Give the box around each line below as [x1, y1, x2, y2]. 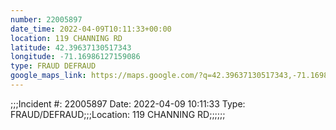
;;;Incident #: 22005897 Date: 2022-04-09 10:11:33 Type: [10, 97, 246, 110]
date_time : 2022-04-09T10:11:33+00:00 [10, 24, 172, 34]
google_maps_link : [10, 71, 87, 81]
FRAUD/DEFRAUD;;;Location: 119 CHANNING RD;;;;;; [10, 108, 226, 120]
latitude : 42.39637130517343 [10, 42, 132, 53]
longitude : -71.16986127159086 [10, 52, 141, 62]
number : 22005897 [10, 14, 83, 25]
